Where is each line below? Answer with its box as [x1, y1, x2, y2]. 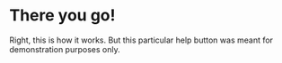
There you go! [9, 5, 116, 26]
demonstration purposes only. [9, 43, 120, 54]
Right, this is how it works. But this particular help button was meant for [9, 35, 274, 45]
